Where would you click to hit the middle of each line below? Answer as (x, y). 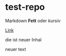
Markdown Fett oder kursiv (33, 21)
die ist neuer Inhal (24, 40)
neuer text (16, 49)
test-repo (25, 7)
